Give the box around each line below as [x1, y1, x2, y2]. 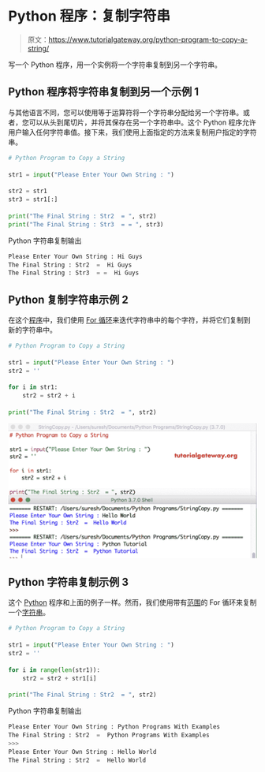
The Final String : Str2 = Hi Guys [8, 261, 132, 269]
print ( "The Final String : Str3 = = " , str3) [8, 220, 164, 229]
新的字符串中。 [8, 325, 57, 335]
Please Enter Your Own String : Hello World [8, 748, 157, 755]
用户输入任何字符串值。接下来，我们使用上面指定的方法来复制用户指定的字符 [8, 127, 257, 136]
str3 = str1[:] [8, 196, 58, 203]
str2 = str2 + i [22, 392, 77, 400]
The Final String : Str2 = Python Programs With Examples [8, 731, 211, 740]
